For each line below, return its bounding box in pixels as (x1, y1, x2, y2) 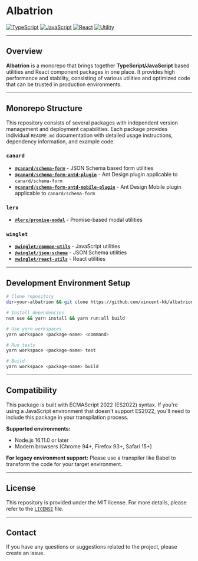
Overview (6, 46, 43, 57)
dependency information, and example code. (6, 137, 115, 145)
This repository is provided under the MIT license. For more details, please (6, 498, 187, 506)
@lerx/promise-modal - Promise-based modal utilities (14, 216, 143, 224)
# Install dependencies (6, 310, 65, 316)
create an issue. (6, 550, 45, 557)
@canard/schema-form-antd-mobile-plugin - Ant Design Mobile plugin (14, 183, 181, 190)
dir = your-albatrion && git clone (6, 299, 88, 305)
